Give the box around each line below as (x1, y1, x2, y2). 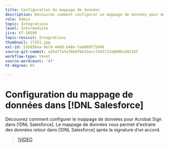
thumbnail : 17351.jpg (5, 40, 51, 45)
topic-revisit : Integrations (5, 35, 66, 40)
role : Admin (5, 16, 30, 21)
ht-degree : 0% (5, 63, 35, 68)
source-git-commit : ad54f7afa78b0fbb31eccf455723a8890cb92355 (5, 49, 138, 54)
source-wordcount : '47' (5, 58, 55, 63)
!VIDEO (17, 136, 33, 142)
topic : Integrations (5, 21, 49, 26)
